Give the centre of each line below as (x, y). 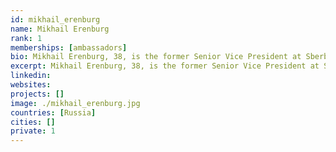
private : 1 (33, 131)
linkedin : (31, 76)
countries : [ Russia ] (53, 112)
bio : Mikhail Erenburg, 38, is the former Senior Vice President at (156, 57)
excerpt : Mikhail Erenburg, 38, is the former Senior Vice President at (165, 66)
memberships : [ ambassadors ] (69, 47)
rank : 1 (26, 38)
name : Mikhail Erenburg (60, 29)
